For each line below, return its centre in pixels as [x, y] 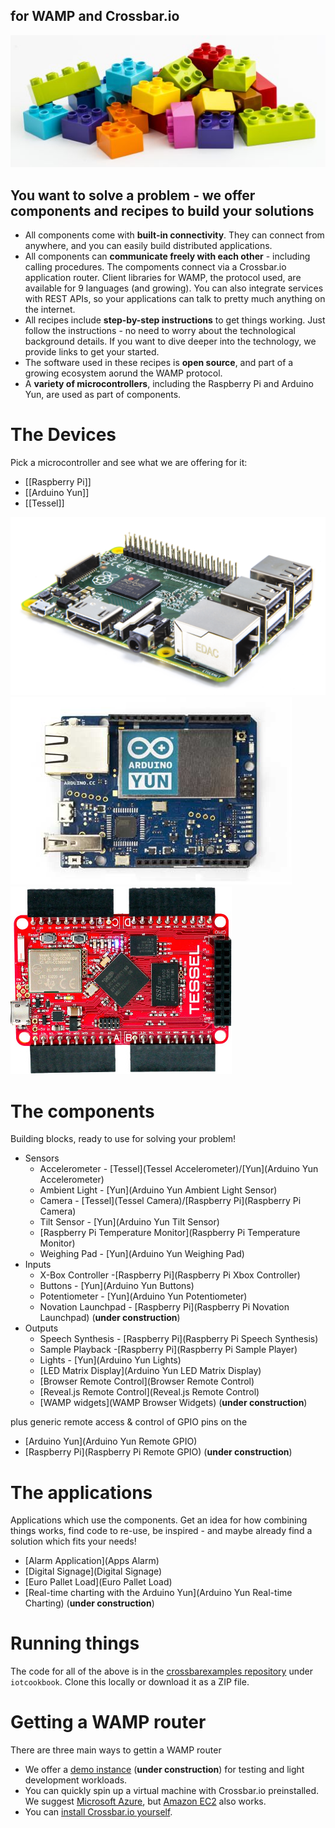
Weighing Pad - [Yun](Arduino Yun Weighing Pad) [142, 1254]
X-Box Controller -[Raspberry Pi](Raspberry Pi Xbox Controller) [170, 1275]
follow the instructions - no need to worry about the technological [160, 330]
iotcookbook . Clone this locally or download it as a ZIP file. [130, 1682]
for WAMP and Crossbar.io [95, 16]
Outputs [41, 1328]
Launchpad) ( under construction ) [110, 1318]
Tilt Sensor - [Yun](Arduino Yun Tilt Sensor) [129, 1222]
